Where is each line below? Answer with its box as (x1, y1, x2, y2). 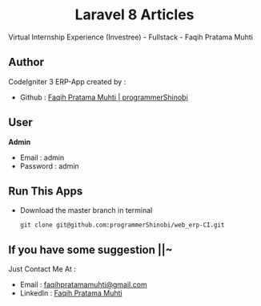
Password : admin (19, 161, 79, 170)
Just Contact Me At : (8, 264, 76, 274)
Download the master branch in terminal (19, 206, 153, 215)
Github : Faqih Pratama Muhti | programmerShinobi (19, 92, 188, 102)
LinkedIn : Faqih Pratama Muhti (19, 288, 122, 298)
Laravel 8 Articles (74, 6, 195, 24)
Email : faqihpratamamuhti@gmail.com (19, 279, 147, 290)
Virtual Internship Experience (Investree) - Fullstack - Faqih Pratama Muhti (8, 32, 254, 42)
